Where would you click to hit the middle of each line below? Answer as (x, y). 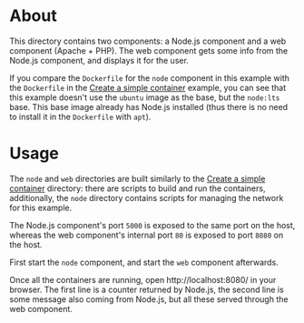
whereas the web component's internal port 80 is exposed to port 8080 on (147, 235)
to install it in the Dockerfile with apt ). (80, 116)
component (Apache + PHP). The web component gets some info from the (149, 50)
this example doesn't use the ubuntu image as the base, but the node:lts (145, 97)
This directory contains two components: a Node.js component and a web (148, 41)
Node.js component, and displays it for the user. (99, 60)
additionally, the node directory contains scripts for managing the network (147, 197)
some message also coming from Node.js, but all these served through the (149, 299)
